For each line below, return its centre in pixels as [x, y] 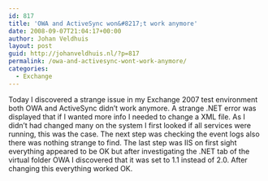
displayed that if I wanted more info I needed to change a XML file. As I [127, 116]
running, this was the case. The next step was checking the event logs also [134, 134]
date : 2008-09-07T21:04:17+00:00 [65, 31]
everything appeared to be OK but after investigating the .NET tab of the [129, 151]
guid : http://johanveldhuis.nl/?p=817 [74, 54]
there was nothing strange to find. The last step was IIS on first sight [123, 142]
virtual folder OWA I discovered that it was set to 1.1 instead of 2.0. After [128, 160]
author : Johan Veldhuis [49, 39]
